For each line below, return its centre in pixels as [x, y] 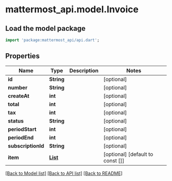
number [18, 87]
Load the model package [46, 28]
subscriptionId [26, 146]
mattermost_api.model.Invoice [72, 9]
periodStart [22, 129]
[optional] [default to [128, 154]
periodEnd [21, 137]
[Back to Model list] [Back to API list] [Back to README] [64, 173]
